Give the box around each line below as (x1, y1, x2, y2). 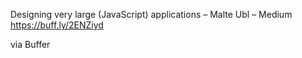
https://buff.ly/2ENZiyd (10, 19, 104, 31)
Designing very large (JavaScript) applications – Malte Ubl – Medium (10, 9, 293, 20)
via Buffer (10, 39, 51, 50)
